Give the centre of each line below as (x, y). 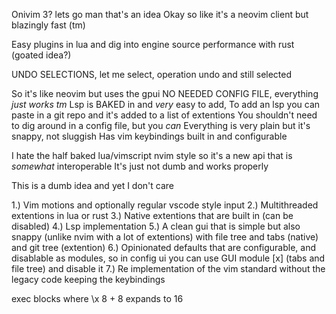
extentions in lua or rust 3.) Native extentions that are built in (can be (152, 215)
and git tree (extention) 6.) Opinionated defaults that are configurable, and (164, 247)
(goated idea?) (41, 55)
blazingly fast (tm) (48, 25)
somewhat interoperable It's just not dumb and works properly (140, 166)
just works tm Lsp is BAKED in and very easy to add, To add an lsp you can (166, 104)
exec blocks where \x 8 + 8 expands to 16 (97, 298)
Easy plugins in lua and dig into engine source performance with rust (153, 44)
